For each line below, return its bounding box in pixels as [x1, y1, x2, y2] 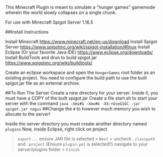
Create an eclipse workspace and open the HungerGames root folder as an [5, 69, 155, 75]
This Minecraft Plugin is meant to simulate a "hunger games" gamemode [5, 4, 155, 10]
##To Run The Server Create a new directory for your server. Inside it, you [5, 90, 158, 95]
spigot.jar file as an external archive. [5, 80, 80, 86]
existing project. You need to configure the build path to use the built [5, 75, 147, 80]
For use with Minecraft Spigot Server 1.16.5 [5, 19, 94, 25]
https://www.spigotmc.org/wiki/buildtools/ [5, 60, 93, 65]
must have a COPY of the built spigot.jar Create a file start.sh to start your [5, 95, 158, 101]
